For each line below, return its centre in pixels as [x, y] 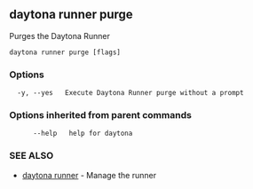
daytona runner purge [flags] [65, 52]
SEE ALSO [32, 156]
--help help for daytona [83, 134]
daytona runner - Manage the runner [89, 175]
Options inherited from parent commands [101, 115]
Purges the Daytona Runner [60, 35]
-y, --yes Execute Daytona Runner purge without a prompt [130, 93]
